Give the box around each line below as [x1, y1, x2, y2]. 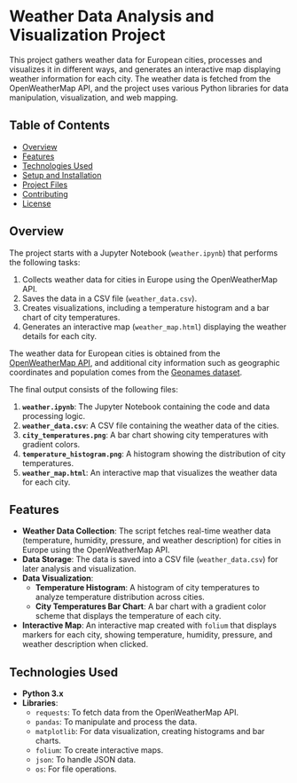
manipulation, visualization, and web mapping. [9, 91, 179, 103]
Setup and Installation [21, 170, 102, 180]
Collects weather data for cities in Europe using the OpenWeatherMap [21, 273, 277, 285]
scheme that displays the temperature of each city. [35, 611, 222, 621]
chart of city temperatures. [21, 312, 121, 322]
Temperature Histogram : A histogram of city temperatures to [35, 582, 260, 593]
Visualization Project [9, 25, 166, 45]
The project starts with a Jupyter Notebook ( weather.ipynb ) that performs [9, 247, 278, 258]
